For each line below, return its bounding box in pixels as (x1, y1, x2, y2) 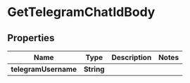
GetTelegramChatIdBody (7, 4, 156, 20)
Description (111, 53, 152, 62)
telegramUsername (11, 64, 77, 74)
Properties (7, 32, 55, 44)
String (83, 64, 105, 74)
